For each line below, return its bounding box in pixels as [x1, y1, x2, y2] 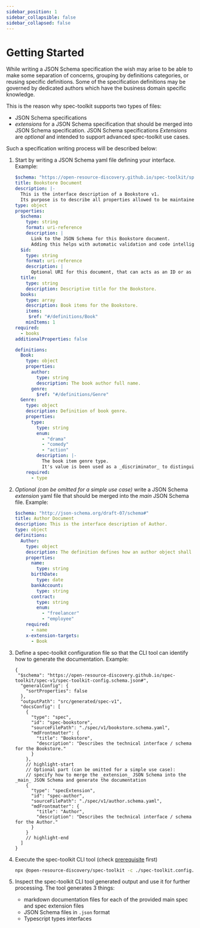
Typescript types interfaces [23, 915, 92, 923]
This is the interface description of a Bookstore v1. [20, 191, 160, 197]
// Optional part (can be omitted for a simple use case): [26, 766, 176, 773]
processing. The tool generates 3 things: [14, 884, 115, 891]
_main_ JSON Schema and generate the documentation [14, 777, 146, 783]
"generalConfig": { [20, 682, 69, 689]
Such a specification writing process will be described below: [6, 145, 157, 152]
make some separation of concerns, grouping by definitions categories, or [6, 72, 189, 79]
